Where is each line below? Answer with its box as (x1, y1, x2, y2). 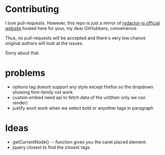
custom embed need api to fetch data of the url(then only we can (12, 94, 146, 100)
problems (5, 67, 46, 79)
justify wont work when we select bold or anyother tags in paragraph (12, 105, 154, 111)
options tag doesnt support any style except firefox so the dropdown (12, 84, 154, 90)
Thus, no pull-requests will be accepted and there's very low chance (5, 35, 146, 41)
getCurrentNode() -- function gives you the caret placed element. (12, 139, 147, 145)
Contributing (5, 3, 59, 15)
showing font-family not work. (12, 89, 75, 95)
